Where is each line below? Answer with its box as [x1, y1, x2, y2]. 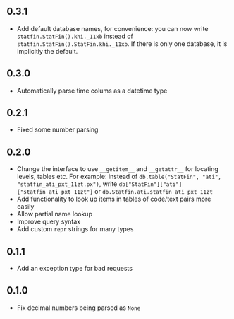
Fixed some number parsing [16, 125, 99, 134]
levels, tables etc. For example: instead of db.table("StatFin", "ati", [16, 173, 221, 181]
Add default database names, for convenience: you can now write [16, 24, 209, 33]
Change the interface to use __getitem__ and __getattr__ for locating [16, 165, 219, 173]
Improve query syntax [16, 217, 81, 226]
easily [16, 202, 35, 211]
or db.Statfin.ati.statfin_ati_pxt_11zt [94, 187, 213, 196]
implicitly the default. [16, 47, 78, 55]
